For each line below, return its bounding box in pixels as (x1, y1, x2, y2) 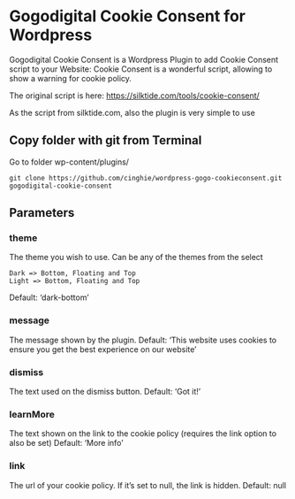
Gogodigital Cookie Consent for (9, 6, 246, 27)
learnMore (9, 408, 56, 420)
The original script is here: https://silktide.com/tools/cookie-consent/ (9, 90, 261, 101)
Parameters (9, 205, 75, 220)
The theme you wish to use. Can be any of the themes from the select (9, 252, 263, 263)
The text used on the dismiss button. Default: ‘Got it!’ (9, 387, 201, 397)
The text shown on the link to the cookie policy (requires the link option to (9, 428, 276, 439)
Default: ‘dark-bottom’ (9, 292, 90, 303)
